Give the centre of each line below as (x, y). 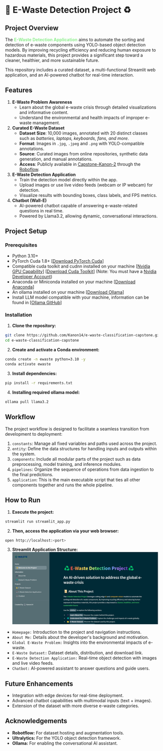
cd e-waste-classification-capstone (42, 340)
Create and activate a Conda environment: (56, 349)
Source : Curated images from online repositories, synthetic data (83, 154)
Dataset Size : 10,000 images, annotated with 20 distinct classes (83, 133)
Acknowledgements (36, 721)
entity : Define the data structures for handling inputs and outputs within (84, 448)
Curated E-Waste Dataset (38, 128)
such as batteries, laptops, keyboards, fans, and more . (74, 138)
